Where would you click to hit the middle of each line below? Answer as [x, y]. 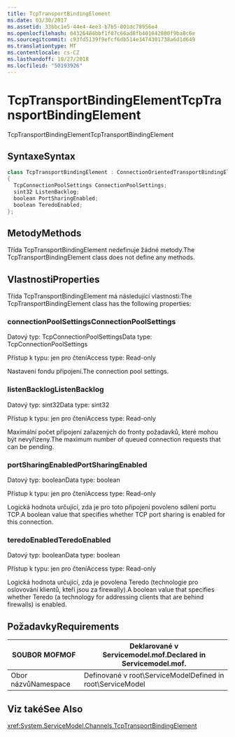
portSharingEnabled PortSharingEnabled [77, 465]
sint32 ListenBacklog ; [47, 192]
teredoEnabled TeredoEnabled [59, 540]
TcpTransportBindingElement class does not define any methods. [101, 257]
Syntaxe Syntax [41, 156]
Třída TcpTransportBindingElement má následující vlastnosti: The [100, 296]
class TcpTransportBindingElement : [60, 173]
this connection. [30, 522]
